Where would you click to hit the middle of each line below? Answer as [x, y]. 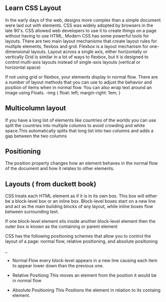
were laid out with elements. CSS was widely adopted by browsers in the [79, 25]
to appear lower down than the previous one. [58, 266]
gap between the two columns [36, 136]
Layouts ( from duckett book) [51, 184]
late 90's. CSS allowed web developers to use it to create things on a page [81, 30]
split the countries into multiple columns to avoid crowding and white [75, 125]
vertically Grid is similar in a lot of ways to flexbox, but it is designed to [77, 57]
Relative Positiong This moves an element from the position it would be [84, 275]
